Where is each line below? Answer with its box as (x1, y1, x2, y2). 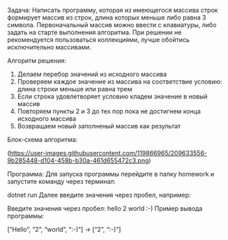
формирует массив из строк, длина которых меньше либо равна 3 (7, 13, 206, 22)
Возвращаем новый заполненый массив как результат (17, 122, 181, 130)
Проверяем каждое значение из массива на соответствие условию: (17, 77, 222, 86)
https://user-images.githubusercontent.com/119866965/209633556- (9, 149, 208, 157)
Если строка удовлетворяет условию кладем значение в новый (17, 92, 208, 100)
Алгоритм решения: (7, 57, 67, 65)
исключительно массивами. (7, 43, 92, 51)
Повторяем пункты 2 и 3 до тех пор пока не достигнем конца (17, 107, 201, 115)
